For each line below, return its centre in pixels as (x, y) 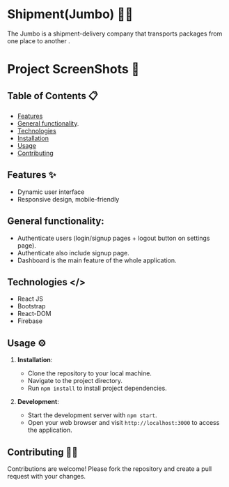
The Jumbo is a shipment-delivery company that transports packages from (115, 33)
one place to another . (39, 40)
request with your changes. (46, 476)
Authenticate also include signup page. (73, 253)
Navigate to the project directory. (75, 381)
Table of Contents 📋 (53, 96)
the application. (50, 430)
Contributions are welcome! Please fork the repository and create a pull (110, 469)
